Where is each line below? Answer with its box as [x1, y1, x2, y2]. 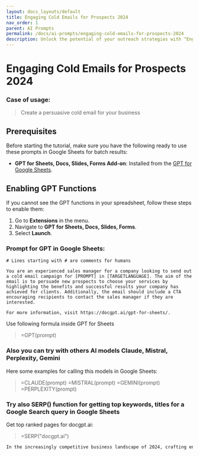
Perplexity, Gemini [6, 354, 60, 362]
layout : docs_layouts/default [6, 8, 81, 15]
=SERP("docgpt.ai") [20, 433, 69, 439]
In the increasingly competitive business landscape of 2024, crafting [6, 444, 187, 450]
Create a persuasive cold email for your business [20, 109, 140, 116]
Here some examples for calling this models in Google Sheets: [6, 368, 158, 375]
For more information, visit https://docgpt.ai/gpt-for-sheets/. [6, 310, 171, 316]
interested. [6, 299, 36, 306]
